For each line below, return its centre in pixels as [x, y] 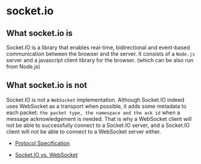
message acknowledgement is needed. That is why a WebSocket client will [99, 119]
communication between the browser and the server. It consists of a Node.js [100, 54]
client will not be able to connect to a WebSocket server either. [84, 131]
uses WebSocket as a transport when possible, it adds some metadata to [97, 106]
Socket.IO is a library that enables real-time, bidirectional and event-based [98, 47]
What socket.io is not [47, 85]
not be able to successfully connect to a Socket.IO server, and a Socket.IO [98, 125]
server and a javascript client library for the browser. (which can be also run [100, 60]
